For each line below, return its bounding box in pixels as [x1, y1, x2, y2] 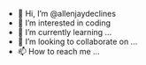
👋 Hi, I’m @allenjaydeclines [17, 9, 117, 18]
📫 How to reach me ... [17, 47, 100, 56]
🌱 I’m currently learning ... [17, 27, 112, 37]
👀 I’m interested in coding [17, 18, 111, 28]
